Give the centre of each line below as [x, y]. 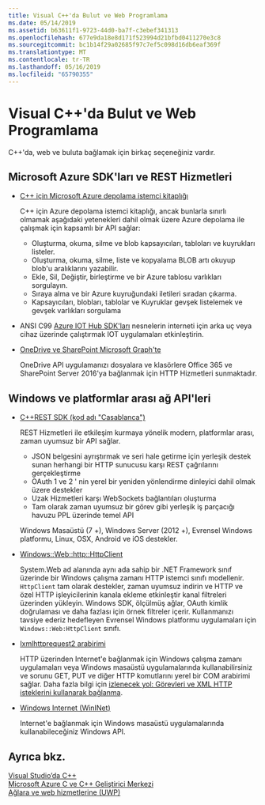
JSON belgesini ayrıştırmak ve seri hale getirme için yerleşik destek [141, 456]
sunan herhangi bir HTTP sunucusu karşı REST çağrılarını [125, 465]
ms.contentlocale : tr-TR [49, 60]
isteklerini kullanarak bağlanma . [71, 693]
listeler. [43, 252]
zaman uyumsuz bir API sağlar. [70, 441]
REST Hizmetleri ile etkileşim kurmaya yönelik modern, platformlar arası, [137, 433]
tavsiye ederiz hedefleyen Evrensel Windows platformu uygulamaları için [138, 620]
